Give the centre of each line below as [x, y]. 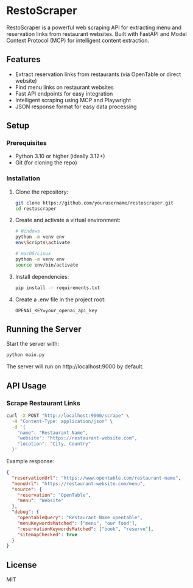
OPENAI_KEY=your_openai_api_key [56, 310]
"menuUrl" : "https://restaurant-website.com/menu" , [79, 484]
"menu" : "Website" [40, 501]
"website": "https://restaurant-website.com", [77, 438]
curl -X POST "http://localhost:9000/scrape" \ [68, 415]
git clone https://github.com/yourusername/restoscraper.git [94, 203]
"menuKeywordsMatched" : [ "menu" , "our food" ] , [77, 523]
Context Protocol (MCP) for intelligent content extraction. [78, 40]
